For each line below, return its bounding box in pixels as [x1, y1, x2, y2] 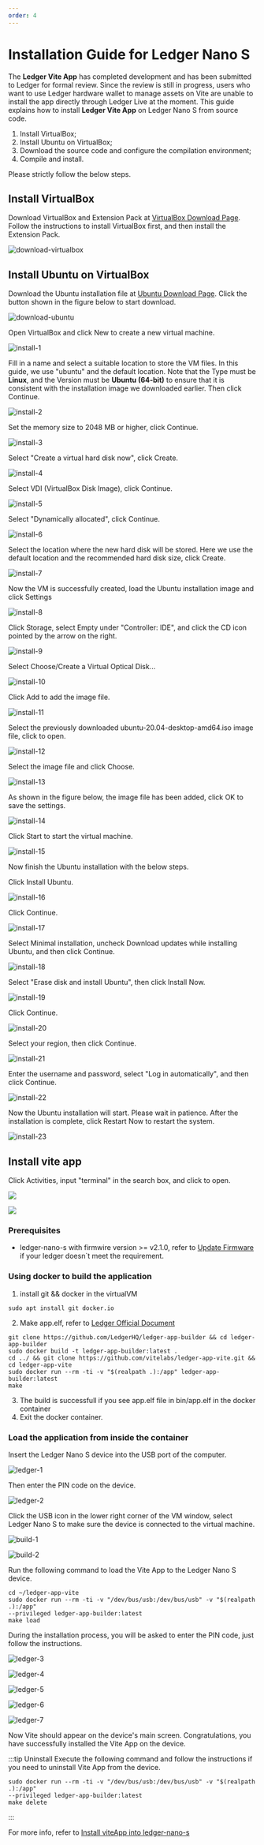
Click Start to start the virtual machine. [8, 832, 133, 841]
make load [8, 1616, 41, 1624]
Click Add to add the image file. [8, 692, 110, 702]
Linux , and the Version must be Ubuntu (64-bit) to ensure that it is [8, 376, 225, 385]
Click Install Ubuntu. [8, 878, 73, 887]
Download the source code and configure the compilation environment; [19, 145, 252, 155]
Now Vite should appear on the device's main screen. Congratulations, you [8, 1730, 251, 1740]
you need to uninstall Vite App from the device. [8, 1762, 161, 1772]
